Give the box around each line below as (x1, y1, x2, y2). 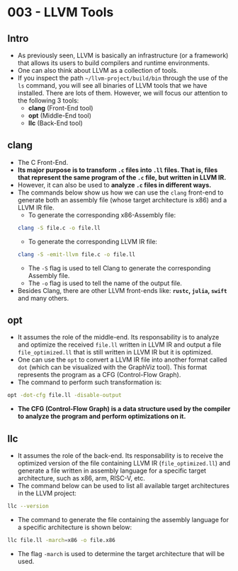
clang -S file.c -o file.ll (17, 224, 101, 231)
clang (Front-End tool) (28, 104, 93, 112)
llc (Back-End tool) (28, 119, 83, 127)
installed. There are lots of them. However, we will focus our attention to (17, 89, 228, 97)
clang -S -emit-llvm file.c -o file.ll (17, 250, 136, 258)
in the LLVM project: (17, 489, 76, 497)
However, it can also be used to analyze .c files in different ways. (17, 180, 212, 189)
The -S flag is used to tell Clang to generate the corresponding (28, 263, 211, 272)
